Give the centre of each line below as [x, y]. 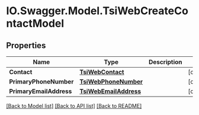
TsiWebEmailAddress [110, 91]
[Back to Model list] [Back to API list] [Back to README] [74, 106]
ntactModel [35, 23]
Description [165, 62]
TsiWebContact [102, 72]
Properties [26, 45]
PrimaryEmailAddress [41, 91]
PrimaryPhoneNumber [41, 82]
